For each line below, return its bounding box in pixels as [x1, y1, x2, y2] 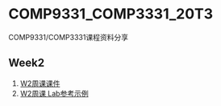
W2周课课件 [19, 78, 60, 88]
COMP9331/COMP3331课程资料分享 [8, 32, 129, 42]
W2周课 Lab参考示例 [19, 88, 89, 98]
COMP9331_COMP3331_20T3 [8, 5, 214, 23]
